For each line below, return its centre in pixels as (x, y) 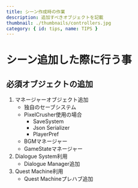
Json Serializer (51, 128)
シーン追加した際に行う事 (69, 60)
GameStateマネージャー (53, 149)
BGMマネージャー (46, 141)
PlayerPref (46, 134)
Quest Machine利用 (39, 171)
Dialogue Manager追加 (52, 164)
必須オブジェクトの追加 (49, 84)
